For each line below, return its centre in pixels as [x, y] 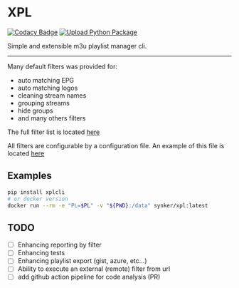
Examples [30, 176]
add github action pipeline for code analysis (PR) [89, 277]
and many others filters [52, 118]
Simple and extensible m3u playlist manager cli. [77, 46]
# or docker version [38, 199]
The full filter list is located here [54, 132]
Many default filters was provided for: [63, 66]
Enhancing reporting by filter [59, 245]
